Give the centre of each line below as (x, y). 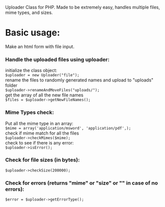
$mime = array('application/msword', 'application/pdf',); (68, 128)
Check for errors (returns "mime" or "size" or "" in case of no (81, 183)
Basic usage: (33, 33)
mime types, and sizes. (29, 12)
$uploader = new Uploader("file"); (42, 75)
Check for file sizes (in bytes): (43, 160)
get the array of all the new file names (44, 95)
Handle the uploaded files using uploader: (57, 59)
